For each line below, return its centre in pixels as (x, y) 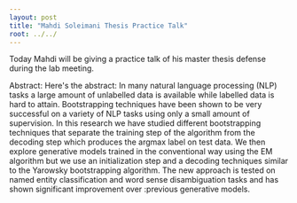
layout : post (33, 17)
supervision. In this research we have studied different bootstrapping (135, 123)
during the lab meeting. (52, 68)
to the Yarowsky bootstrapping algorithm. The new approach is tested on (143, 170)
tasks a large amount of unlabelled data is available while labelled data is (142, 95)
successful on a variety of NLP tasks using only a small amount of (129, 114)
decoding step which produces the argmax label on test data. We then (137, 142)
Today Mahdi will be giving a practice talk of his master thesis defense (137, 59)
